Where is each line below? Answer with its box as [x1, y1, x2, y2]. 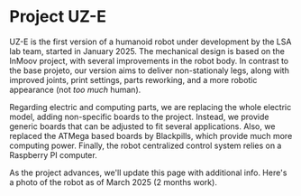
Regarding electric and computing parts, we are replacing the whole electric [9, 101, 292, 112]
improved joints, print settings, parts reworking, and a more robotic [9, 74, 258, 85]
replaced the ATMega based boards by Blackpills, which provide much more [9, 130, 293, 141]
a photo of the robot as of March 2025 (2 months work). [9, 176, 218, 187]
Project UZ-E [9, 6, 106, 27]
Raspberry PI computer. [9, 149, 97, 160]
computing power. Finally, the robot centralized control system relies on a [9, 140, 282, 151]
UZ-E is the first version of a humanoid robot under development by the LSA [9, 36, 292, 47]
